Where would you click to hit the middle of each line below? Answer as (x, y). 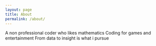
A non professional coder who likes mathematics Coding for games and (78, 33)
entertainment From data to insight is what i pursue (57, 38)
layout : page (19, 10)
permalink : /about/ (25, 19)
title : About (19, 14)
